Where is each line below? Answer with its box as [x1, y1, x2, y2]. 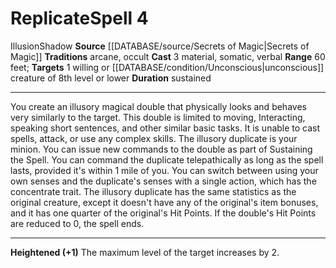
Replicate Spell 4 [10, 7, 149, 30]
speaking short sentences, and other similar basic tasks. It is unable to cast [10, 122, 321, 134]
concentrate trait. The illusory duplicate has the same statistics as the [10, 185, 297, 197]
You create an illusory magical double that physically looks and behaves [10, 100, 307, 112]
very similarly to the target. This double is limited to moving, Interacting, [10, 111, 306, 123]
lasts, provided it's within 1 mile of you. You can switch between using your [10, 164, 319, 176]
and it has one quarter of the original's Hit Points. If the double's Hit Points [10, 207, 317, 219]
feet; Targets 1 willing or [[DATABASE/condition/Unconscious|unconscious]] [10, 61, 325, 73]
